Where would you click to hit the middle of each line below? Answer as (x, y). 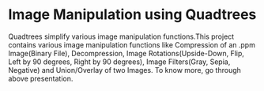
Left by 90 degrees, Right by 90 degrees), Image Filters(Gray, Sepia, (119, 62)
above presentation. (41, 78)
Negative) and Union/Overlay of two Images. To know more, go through (124, 70)
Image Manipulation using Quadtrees (132, 15)
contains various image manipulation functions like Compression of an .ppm (132, 44)
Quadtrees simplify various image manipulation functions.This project (121, 36)
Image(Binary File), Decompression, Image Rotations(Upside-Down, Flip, (126, 53)
